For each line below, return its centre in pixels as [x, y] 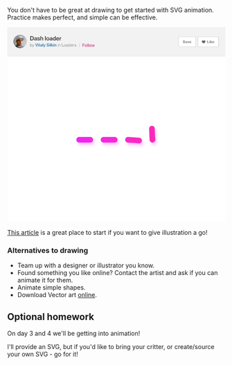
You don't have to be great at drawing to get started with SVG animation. [111, 10]
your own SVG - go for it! [43, 354]
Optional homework [51, 317]
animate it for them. [45, 281]
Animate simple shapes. [51, 287]
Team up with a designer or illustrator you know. [86, 265]
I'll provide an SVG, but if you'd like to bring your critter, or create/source [111, 346]
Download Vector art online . [57, 295]
